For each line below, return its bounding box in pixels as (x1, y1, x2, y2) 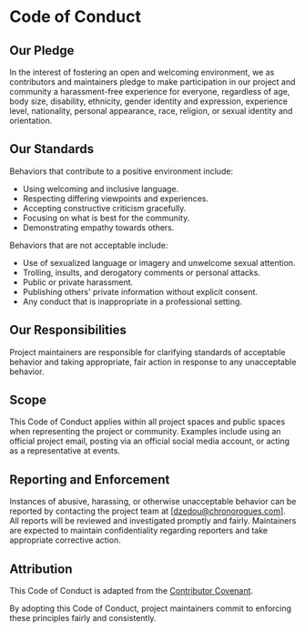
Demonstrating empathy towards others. (22, 221, 175, 233)
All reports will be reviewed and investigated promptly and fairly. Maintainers (9, 515, 297, 526)
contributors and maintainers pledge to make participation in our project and (9, 76, 296, 87)
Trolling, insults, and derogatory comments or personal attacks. (22, 267, 261, 278)
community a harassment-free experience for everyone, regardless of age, (9, 87, 290, 97)
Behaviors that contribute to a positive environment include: (9, 166, 234, 177)
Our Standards (9, 141, 95, 157)
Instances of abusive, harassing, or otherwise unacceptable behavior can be (9, 496, 297, 507)
